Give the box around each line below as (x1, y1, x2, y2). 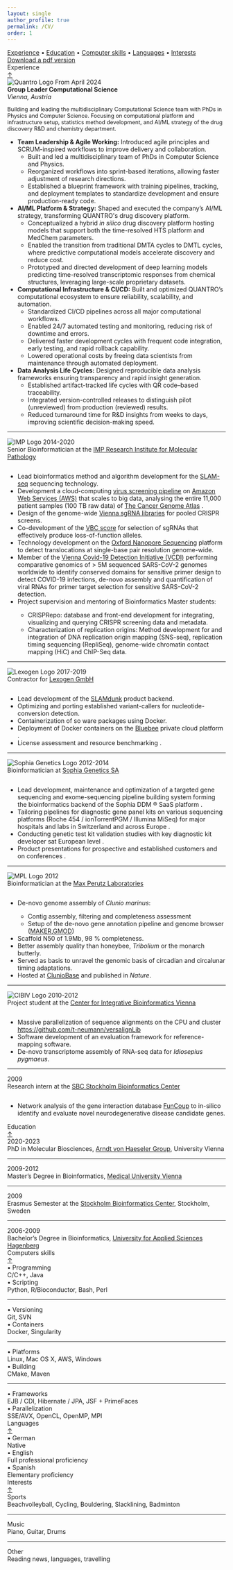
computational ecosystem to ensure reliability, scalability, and (17, 292, 193, 300)
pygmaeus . (17, 1055, 50, 1063)
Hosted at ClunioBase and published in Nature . (17, 971, 151, 979)
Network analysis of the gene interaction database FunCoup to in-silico (17, 1101, 221, 1110)
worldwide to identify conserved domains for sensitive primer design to (17, 568, 222, 576)
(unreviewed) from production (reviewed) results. (27, 403, 169, 411)
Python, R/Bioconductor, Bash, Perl (7, 1285, 107, 1294)
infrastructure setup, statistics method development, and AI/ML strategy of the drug (7, 119, 223, 126)
